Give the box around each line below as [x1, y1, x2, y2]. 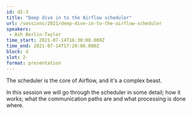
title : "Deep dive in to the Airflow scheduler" [6, 15, 132, 21]
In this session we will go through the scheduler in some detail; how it [6, 88, 181, 96]
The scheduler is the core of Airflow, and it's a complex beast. [6, 77, 163, 84]
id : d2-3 [6, 9, 29, 15]
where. [6, 101, 24, 109]
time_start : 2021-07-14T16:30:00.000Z [6, 37, 105, 43]
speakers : [6, 26, 32, 32]
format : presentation [6, 60, 62, 66]
